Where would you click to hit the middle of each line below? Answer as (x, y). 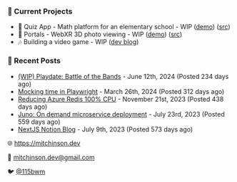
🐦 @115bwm (26, 171)
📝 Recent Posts (34, 61)
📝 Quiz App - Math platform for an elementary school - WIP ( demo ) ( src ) (124, 27)
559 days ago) (39, 122)
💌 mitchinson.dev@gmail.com (51, 157)
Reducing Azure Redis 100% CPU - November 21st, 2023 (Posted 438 (121, 99)
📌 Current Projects (40, 11)
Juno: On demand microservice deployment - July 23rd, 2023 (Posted (121, 114)
